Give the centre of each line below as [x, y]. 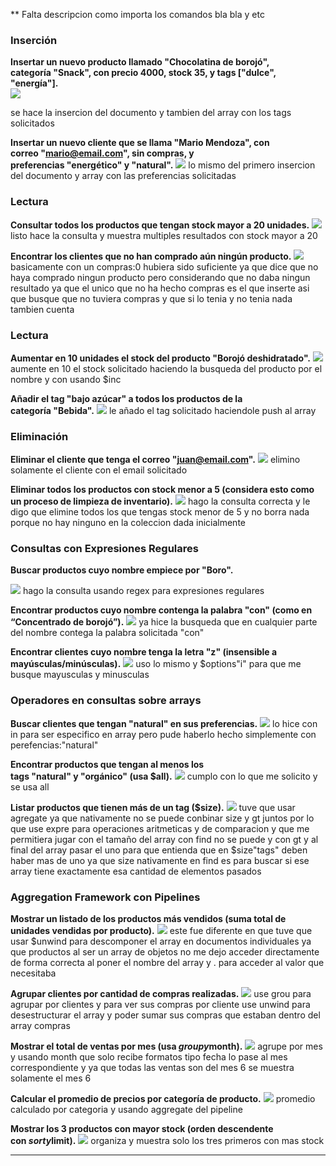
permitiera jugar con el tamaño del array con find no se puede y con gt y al [164, 839]
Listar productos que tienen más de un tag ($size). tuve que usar [153, 807]
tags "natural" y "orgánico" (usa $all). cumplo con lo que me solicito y [164, 776]
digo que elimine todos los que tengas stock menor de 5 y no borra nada [160, 512]
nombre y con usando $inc [66, 379]
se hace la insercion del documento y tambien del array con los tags [151, 113]
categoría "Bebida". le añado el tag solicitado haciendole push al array [163, 410]
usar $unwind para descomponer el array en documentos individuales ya [161, 941]
